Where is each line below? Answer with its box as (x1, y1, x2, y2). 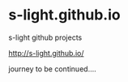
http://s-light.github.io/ (8, 48, 84, 58)
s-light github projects (8, 32, 83, 42)
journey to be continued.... (8, 63, 97, 74)
